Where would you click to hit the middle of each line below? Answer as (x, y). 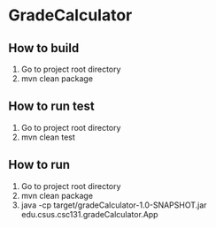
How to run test (51, 106)
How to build (44, 48)
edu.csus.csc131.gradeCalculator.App (89, 214)
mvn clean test (48, 137)
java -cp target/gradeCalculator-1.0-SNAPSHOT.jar (114, 205)
